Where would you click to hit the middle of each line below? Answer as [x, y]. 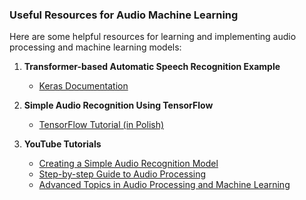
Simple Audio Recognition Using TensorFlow [118, 105]
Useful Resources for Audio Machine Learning [124, 15]
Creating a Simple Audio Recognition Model [128, 164]
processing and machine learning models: [95, 47]
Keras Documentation [83, 86]
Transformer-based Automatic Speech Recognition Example [152, 67]
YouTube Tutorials [62, 144]
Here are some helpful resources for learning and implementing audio [153, 37]
